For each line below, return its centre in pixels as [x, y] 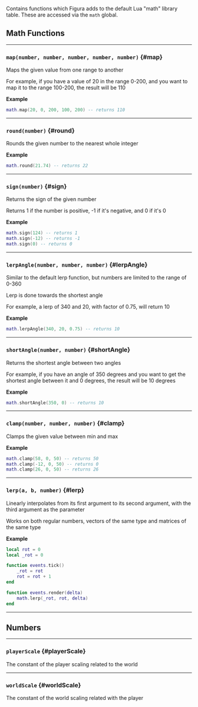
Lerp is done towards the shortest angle [55, 296]
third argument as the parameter [45, 509]
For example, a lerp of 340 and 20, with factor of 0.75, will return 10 [88, 307]
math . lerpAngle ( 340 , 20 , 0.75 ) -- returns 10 [63, 329]
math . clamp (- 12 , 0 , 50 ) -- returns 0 [52, 464]
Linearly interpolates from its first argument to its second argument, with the [99, 503]
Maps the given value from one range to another [65, 70]
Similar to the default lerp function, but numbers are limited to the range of [96, 278]
